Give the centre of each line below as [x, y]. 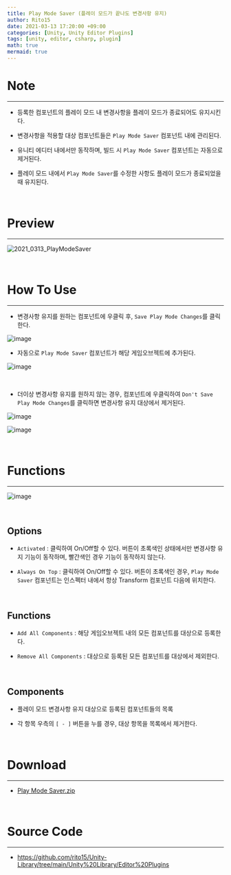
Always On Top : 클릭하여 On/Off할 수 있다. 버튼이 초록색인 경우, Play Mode [118, 572]
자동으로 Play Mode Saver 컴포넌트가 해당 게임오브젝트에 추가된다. [106, 353]
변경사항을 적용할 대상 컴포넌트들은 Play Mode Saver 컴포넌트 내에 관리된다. [119, 135]
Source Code [45, 832]
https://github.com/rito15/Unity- [62, 857]
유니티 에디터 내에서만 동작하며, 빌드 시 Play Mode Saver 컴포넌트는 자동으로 [120, 150]
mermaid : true [27, 52]
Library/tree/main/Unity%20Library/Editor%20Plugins [93, 864]
